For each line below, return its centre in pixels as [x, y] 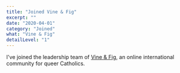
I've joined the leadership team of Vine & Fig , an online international [90, 57]
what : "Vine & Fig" [31, 34]
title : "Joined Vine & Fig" [42, 12]
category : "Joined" [31, 29]
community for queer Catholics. [46, 63]
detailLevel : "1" [28, 40]
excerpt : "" [21, 17]
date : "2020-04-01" [31, 23]
